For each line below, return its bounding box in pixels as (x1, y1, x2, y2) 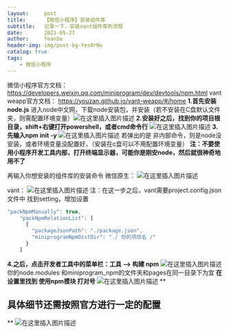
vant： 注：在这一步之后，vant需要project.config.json (7, 186, 222, 194)
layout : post (7, 10, 57, 17)
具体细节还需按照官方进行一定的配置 (7, 299, 161, 311)
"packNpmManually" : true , (7, 208, 81, 215)
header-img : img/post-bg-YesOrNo (7, 42, 103, 49)
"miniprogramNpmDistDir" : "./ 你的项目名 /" (32, 234, 156, 241)
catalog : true (7, 49, 48, 56)
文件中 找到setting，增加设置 (7, 194, 89, 203)
